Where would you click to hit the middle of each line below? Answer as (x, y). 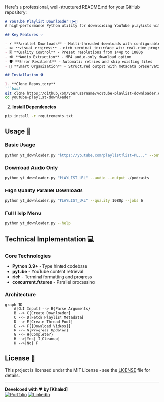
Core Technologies (28, 256)
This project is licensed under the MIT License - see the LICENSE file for (78, 370)
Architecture (20, 294)
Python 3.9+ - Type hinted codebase (50, 266)
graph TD (14, 305)
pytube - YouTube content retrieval (48, 271)
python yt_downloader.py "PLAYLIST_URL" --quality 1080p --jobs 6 (74, 201)
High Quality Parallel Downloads (44, 190)
